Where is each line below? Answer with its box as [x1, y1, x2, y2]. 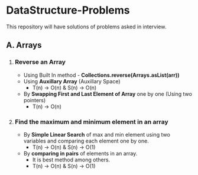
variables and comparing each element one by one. [23, 137, 149, 144]
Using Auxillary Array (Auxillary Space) [23, 77, 121, 85]
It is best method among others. [32, 156, 111, 163]
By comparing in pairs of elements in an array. [23, 150, 138, 157]
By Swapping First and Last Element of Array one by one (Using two [23, 90, 192, 98]
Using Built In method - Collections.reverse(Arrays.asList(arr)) [23, 72, 180, 79]
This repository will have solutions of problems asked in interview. [6, 23, 167, 30]
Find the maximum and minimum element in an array [14, 118, 168, 126]
